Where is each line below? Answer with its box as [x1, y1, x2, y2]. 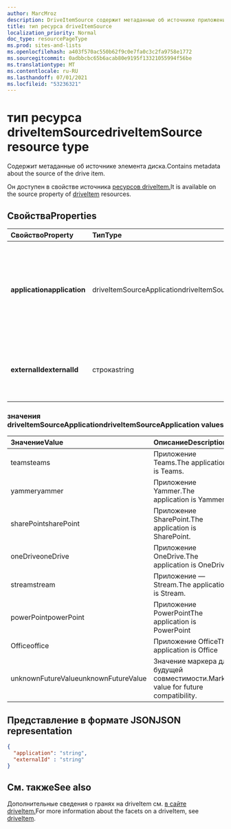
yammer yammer [10, 486, 64, 496]
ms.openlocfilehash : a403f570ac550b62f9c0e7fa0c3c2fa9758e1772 [7, 49, 192, 56]
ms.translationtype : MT [7, 61, 76, 68]
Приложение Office [153, 637, 218, 647]
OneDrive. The [153, 552, 199, 561]
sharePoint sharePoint [10, 519, 80, 528]
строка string [91, 365, 134, 374]
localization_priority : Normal [7, 29, 97, 36]
